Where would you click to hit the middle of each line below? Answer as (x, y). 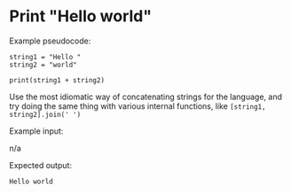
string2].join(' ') (45, 114)
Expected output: (41, 165)
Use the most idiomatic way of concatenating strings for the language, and (145, 96)
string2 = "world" (43, 65)
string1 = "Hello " (45, 57)
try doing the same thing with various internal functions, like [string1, (138, 106)
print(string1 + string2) (57, 80)
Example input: (36, 131)
